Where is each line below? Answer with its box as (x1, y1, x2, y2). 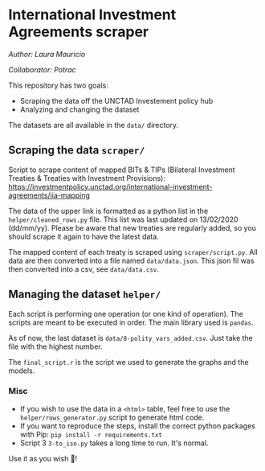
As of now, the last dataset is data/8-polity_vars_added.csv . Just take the (8, 333, 253, 342)
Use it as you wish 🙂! (8, 453, 78, 463)
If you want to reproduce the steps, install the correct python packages (19, 420, 255, 431)
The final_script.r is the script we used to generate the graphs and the (8, 357, 249, 367)
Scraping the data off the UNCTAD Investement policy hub (19, 96, 214, 105)
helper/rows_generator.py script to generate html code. (19, 412, 205, 422)
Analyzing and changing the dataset (19, 104, 140, 114)
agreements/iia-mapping (8, 190, 90, 200)
